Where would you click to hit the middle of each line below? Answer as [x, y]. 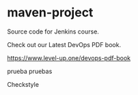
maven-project [50, 13]
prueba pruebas [30, 71]
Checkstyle [23, 84]
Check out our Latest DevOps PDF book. [64, 44]
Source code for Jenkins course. [53, 31]
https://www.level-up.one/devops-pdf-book [69, 58]
